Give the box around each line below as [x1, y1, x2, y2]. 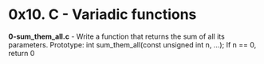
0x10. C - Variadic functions [8, 6, 197, 24]
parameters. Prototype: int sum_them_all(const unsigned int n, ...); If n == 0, [8, 40, 257, 49]
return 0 [8, 48, 35, 58]
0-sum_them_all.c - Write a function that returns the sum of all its [8, 32, 225, 41]
